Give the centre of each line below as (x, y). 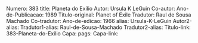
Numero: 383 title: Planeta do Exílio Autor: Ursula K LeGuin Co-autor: (91, 9)
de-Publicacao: (25, 15)
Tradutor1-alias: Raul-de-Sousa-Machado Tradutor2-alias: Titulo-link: (105, 27)
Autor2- (182, 21)
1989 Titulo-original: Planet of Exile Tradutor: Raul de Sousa (118, 15)
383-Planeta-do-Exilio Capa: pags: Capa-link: (62, 34)
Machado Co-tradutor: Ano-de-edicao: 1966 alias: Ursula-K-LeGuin (89, 21)
